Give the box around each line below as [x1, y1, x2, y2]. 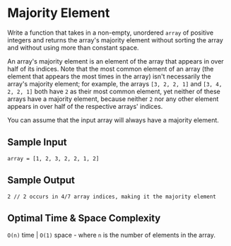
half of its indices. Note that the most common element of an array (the [7, 64, 214, 73]
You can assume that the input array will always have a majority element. [7, 115, 219, 124]
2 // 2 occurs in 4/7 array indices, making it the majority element [7, 193, 217, 200]
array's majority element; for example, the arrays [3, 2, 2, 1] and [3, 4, [7, 79, 223, 88]
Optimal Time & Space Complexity [7, 212, 161, 224]
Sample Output [7, 175, 76, 187]
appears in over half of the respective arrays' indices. [7, 102, 163, 110]
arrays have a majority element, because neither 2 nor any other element [7, 94, 219, 103]
